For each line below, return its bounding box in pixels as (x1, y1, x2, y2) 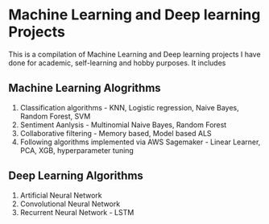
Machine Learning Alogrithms (8, 81, 161, 95)
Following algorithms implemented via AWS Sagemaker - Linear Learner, (19, 137, 261, 147)
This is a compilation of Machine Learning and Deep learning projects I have (8, 49, 261, 59)
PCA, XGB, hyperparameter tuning (19, 145, 134, 155)
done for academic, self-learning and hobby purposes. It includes (8, 58, 226, 68)
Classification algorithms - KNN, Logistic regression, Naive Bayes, (19, 102, 239, 112)
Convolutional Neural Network (19, 199, 121, 209)
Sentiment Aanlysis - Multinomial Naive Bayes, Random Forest (19, 119, 227, 130)
